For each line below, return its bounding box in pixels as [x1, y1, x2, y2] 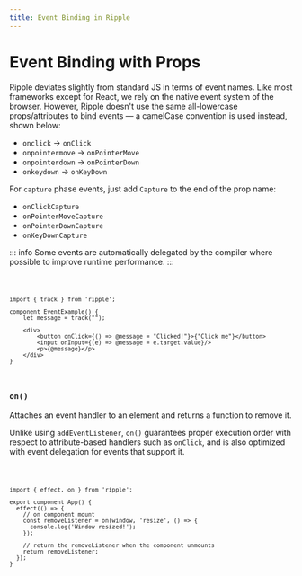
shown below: [9, 120, 61, 130]
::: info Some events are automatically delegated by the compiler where [9, 246, 273, 257]
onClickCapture [22, 202, 80, 211]
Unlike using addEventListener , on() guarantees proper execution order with [9, 427, 292, 438]
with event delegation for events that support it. [9, 446, 185, 456]
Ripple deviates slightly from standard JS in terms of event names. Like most [9, 82, 293, 93]
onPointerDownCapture [22, 221, 103, 230]
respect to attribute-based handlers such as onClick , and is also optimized [9, 437, 286, 448]
